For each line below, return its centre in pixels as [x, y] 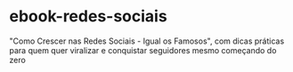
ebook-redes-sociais [88, 16]
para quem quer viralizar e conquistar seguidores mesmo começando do [143, 50]
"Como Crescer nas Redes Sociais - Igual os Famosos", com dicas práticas [147, 41]
